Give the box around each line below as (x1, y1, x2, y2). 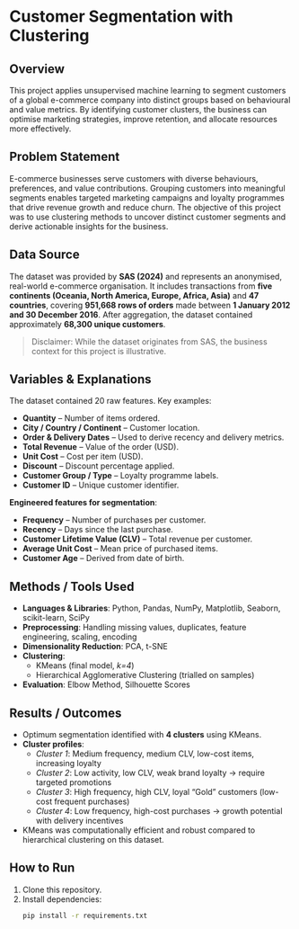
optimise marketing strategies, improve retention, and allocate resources (9, 114, 278, 124)
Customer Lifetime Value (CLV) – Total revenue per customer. (22, 533, 253, 545)
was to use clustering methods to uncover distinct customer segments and (9, 211, 286, 222)
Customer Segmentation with (9, 6, 233, 27)
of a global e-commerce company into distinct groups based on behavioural (9, 94, 291, 105)
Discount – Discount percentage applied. (22, 460, 175, 471)
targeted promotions (35, 777, 112, 788)
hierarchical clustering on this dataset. (22, 835, 164, 845)
